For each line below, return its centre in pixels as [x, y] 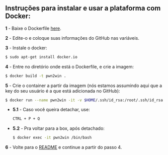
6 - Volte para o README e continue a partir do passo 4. [64, 147]
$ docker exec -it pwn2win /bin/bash [52, 138]
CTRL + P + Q [26, 119]
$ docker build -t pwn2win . [36, 76]
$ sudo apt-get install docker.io [41, 57]
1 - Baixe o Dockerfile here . [33, 28]
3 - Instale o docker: [26, 48]
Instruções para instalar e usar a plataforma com [83, 8]
